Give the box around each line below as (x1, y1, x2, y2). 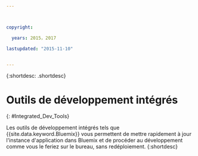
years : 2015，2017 (11, 35, 57, 41)
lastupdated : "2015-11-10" (6, 46, 73, 52)
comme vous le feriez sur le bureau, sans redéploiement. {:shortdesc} (6, 143, 178, 150)
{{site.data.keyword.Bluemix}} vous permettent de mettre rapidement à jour (6, 130, 192, 138)
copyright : (6, 24, 33, 30)
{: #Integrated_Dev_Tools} (6, 113, 70, 120)
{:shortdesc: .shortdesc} (6, 72, 67, 79)
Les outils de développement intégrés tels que (6, 124, 120, 131)
